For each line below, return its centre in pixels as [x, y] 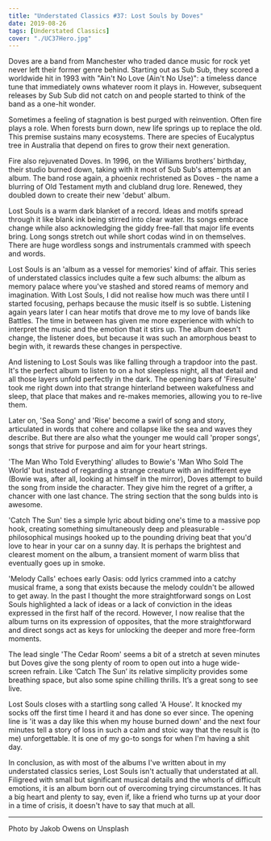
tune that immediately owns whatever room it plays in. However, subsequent [135, 87]
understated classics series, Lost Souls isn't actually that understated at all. [133, 772]
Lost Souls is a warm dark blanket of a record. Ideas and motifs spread [126, 211]
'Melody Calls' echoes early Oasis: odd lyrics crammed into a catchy [122, 579]
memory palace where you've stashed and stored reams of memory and [128, 286]
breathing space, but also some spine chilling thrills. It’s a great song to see [133, 680]
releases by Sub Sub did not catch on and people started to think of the [127, 96]
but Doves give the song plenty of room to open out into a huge [114, 663]
